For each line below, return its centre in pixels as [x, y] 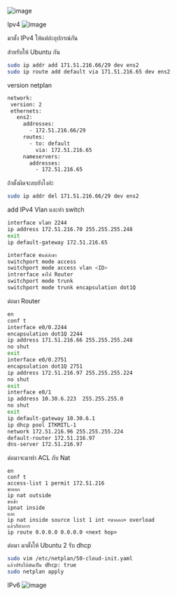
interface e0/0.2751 [37, 360]
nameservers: [42, 157]
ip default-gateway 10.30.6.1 [51, 418]
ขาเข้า [13, 502]
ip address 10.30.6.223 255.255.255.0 [65, 399]
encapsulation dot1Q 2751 [45, 366]
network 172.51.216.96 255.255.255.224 [65, 431]
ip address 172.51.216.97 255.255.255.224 [70, 373]
